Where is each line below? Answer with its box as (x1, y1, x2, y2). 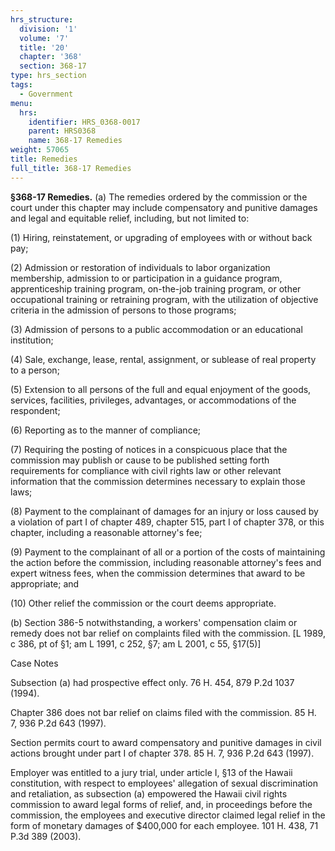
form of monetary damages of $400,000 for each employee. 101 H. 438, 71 (10, 819, 319, 831)
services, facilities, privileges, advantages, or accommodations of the (10, 394, 297, 406)
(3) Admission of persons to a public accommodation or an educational (10, 323, 303, 335)
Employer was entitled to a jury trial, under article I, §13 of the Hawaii (10, 766, 293, 778)
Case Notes (10, 657, 59, 669)
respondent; (10, 404, 61, 416)
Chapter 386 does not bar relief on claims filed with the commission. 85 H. (10, 706, 317, 718)
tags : (10, 80, 33, 90)
